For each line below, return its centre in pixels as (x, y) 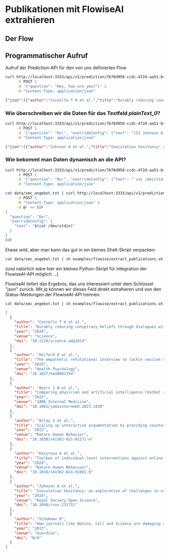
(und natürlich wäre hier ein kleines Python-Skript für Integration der (76, 269)
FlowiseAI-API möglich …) (32, 274)
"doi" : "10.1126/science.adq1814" (50, 341)
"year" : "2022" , (31, 430)
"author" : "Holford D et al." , (47, 355)
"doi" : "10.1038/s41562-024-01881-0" (54, 472)
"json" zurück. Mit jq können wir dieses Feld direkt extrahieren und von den (83, 289)
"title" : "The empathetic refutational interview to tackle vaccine (88, 360)
